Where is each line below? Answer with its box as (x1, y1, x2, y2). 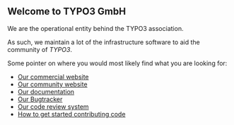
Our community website (17, 80, 88, 88)
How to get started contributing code (17, 110, 126, 118)
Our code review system (17, 102, 90, 111)
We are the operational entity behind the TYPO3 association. (7, 24, 184, 32)
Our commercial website (17, 72, 90, 81)
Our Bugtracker (17, 95, 63, 103)
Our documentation (17, 87, 75, 96)
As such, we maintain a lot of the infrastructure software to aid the (7, 38, 200, 46)
